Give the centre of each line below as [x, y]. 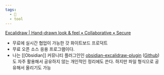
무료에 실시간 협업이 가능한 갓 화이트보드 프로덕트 [60, 43]
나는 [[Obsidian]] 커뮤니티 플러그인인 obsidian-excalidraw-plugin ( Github [85, 55]
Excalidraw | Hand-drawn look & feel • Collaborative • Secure [68, 33]
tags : [11, 10]
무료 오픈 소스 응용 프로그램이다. [43, 49]
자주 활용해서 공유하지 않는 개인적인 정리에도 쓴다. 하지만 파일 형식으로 [86, 62]
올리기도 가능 [38, 68]
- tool [16, 19]
